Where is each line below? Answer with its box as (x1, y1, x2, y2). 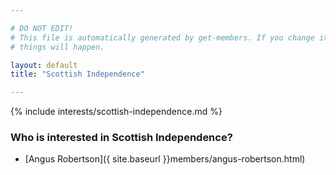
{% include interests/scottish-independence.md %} (10, 106, 223, 118)
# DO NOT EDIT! (10, 23, 74, 33)
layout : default (10, 60, 78, 70)
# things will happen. (10, 42, 105, 52)
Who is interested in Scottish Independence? (10, 131, 233, 145)
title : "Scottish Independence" (10, 69, 145, 80)
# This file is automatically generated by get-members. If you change (10, 32, 315, 43)
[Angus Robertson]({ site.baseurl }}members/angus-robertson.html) (24, 153, 306, 165)
